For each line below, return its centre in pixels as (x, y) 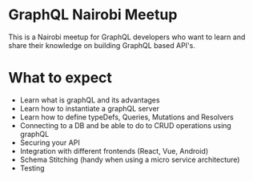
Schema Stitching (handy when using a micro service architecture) (130, 159)
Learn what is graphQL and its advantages (90, 100)
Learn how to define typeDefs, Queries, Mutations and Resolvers (127, 117)
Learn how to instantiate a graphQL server (90, 108)
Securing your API (50, 143)
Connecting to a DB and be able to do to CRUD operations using (126, 125)
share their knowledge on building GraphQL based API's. (102, 45)
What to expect (60, 78)
